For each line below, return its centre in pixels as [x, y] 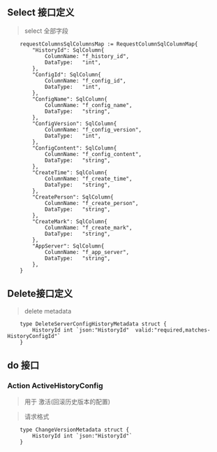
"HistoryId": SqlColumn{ [68, 50]
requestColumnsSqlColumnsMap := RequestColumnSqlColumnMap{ [109, 44]
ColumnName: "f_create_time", [88, 178]
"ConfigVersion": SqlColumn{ [75, 123]
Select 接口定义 [41, 13]
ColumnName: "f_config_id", [85, 80]
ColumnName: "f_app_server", [87, 252]
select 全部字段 [46, 31]
